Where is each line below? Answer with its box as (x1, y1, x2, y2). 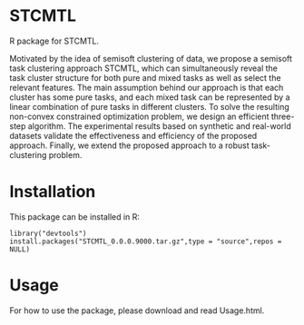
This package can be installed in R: (9, 211, 141, 222)
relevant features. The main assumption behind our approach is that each (9, 82, 284, 93)
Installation (9, 182, 96, 202)
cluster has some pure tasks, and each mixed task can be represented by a (9, 92, 290, 103)
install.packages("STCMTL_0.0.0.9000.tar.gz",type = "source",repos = (9, 237, 282, 246)
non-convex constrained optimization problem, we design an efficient (9, 111, 270, 122)
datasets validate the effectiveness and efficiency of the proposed (9, 130, 258, 141)
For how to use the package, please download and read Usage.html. (9, 305, 265, 316)
